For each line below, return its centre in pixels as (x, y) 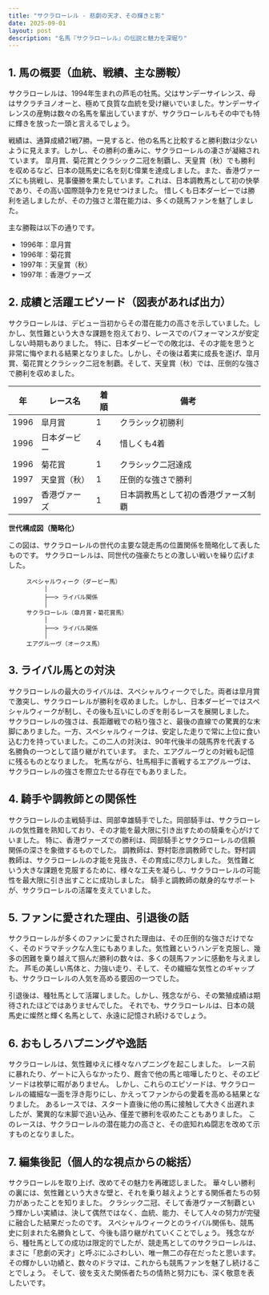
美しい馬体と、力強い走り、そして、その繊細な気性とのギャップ (150, 968)
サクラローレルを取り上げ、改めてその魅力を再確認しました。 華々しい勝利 (132, 1182)
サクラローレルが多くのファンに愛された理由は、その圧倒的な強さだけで (127, 938)
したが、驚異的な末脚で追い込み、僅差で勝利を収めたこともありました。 (127, 1114)
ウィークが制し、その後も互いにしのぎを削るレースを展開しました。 (141, 711)
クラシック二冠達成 (156, 464)
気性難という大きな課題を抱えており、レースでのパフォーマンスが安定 (145, 333)
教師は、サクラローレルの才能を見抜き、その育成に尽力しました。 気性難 (128, 860)
